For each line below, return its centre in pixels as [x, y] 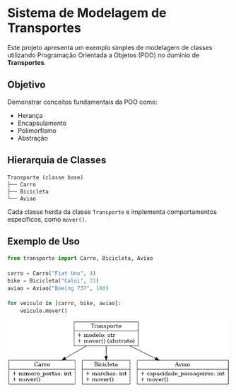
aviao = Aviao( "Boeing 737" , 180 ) [58, 288]
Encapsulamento [42, 123]
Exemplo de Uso [43, 241]
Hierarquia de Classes [57, 160]
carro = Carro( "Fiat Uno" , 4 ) [52, 273]
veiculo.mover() [44, 311]
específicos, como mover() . [47, 219]
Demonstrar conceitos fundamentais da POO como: [82, 102]
